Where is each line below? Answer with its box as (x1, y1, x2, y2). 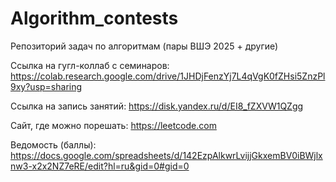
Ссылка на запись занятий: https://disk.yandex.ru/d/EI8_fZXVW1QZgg (10, 100, 304, 112)
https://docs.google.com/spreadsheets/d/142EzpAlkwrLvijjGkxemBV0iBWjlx (10, 149, 323, 161)
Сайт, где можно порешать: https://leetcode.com (10, 119, 217, 131)
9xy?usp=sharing (10, 80, 83, 92)
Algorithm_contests (10, 7, 179, 30)
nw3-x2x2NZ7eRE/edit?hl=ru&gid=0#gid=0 (10, 160, 190, 172)
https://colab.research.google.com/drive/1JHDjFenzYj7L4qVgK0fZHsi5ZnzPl (10, 70, 326, 82)
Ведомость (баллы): (10, 138, 97, 151)
